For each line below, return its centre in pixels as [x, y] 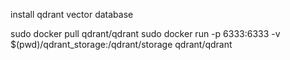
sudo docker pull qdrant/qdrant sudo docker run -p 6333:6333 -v [145, 33]
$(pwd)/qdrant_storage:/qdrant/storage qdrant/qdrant [121, 44]
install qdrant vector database [72, 14]
